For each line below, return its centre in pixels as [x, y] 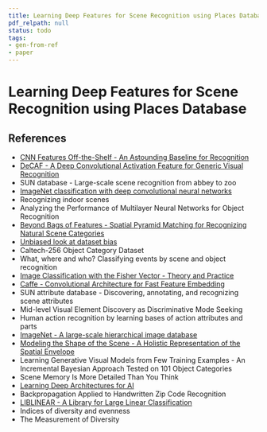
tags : [17, 38]
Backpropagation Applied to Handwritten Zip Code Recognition [123, 394]
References [37, 138]
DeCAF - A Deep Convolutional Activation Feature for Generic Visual [132, 165]
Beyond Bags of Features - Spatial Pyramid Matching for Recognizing [133, 225]
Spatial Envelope [47, 352]
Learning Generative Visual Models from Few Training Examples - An [133, 360]
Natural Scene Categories [62, 233]
